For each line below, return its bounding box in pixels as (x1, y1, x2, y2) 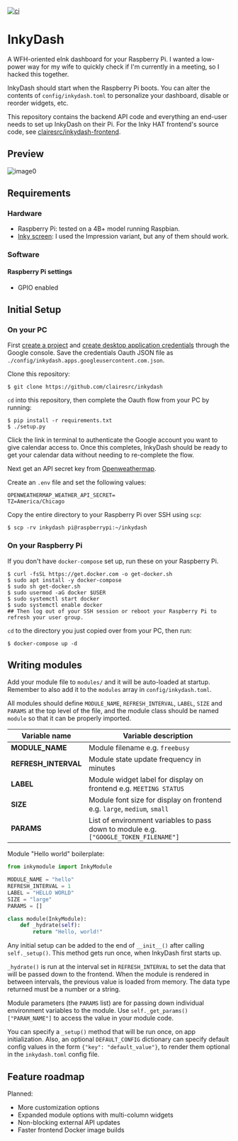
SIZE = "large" (7, 896, 52, 903)
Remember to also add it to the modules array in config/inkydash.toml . (7, 686, 212, 694)
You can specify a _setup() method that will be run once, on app (7, 1028, 196, 1036)
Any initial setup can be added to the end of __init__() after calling (7, 941, 205, 950)
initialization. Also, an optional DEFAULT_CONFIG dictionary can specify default (7, 1035, 229, 1044)
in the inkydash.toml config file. (7, 1050, 100, 1059)
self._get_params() (130, 1008, 188, 1015)
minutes (88, 763, 115, 773)
